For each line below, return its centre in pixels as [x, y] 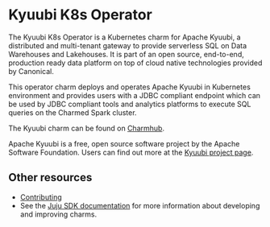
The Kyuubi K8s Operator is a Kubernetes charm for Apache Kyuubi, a [125, 37]
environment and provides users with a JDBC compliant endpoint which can [134, 95]
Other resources [50, 177]
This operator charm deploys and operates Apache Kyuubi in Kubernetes [130, 87]
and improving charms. [58, 214]
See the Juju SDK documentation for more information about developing [140, 205]
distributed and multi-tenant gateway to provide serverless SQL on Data [128, 45]
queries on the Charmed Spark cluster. [73, 112]
